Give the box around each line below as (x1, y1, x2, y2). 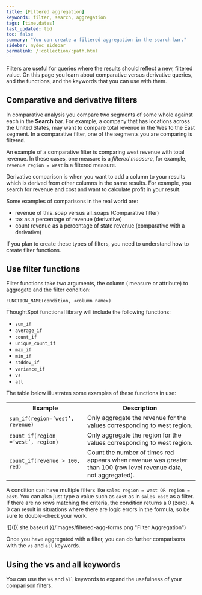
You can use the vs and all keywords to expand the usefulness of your (6, 576, 182, 583)
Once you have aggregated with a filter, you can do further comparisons (6, 535, 185, 543)
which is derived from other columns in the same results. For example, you (6, 179, 191, 186)
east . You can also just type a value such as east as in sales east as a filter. (6, 493, 194, 500)
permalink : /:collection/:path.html (6, 48, 98, 54)
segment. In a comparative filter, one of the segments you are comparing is (6, 130, 192, 138)
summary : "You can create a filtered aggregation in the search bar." (6, 37, 187, 43)
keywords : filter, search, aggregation (6, 14, 106, 21)
